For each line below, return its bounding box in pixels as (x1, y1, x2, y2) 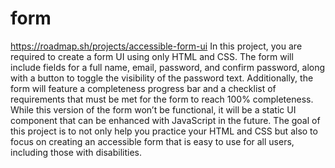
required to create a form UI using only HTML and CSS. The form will (10, 50, 294, 62)
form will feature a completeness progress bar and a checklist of (10, 82, 277, 94)
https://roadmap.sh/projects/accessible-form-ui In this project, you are (10, 40, 303, 52)
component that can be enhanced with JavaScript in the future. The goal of (10, 114, 321, 126)
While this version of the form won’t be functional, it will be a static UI (10, 103, 297, 116)
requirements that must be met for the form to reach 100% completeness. (10, 93, 314, 105)
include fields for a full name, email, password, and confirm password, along (10, 61, 326, 73)
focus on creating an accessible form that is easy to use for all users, (10, 135, 295, 147)
